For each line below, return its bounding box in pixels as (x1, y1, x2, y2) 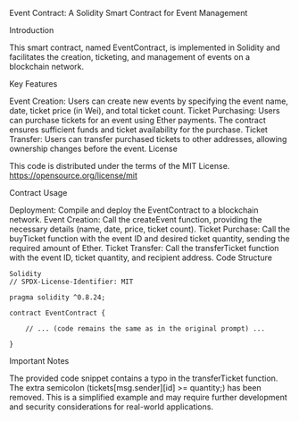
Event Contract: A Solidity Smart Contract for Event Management (9, 8, 248, 18)
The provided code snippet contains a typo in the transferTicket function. (9, 373, 278, 383)
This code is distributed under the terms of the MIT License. (9, 161, 230, 171)
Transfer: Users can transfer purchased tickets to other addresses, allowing (9, 134, 287, 144)
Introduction (9, 25, 54, 35)
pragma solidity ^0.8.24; (9, 293, 105, 302)
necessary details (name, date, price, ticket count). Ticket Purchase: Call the (9, 223, 290, 234)
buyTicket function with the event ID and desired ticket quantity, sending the (9, 233, 290, 244)
